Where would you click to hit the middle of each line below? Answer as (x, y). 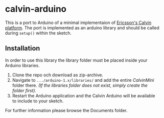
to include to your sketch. (38, 101)
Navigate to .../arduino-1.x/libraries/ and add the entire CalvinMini (83, 80)
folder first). (24, 90)
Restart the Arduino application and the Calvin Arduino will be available (84, 95)
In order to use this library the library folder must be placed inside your (76, 60)
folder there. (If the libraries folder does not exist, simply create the (80, 85)
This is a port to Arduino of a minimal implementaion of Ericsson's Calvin (78, 23)
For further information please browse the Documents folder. (66, 110)
